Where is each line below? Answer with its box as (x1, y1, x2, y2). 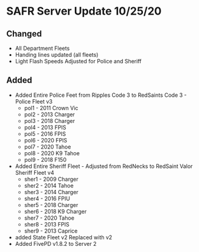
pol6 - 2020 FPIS (24, 136, 68, 144)
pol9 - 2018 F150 (24, 156, 67, 163)
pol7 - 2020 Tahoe (24, 143, 71, 150)
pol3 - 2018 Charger (24, 117, 75, 124)
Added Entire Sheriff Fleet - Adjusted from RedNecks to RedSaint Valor (15, 163, 193, 170)
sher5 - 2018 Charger (24, 201, 79, 208)
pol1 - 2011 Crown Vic (24, 104, 79, 111)
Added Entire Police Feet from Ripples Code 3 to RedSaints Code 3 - (15, 91, 187, 99)
